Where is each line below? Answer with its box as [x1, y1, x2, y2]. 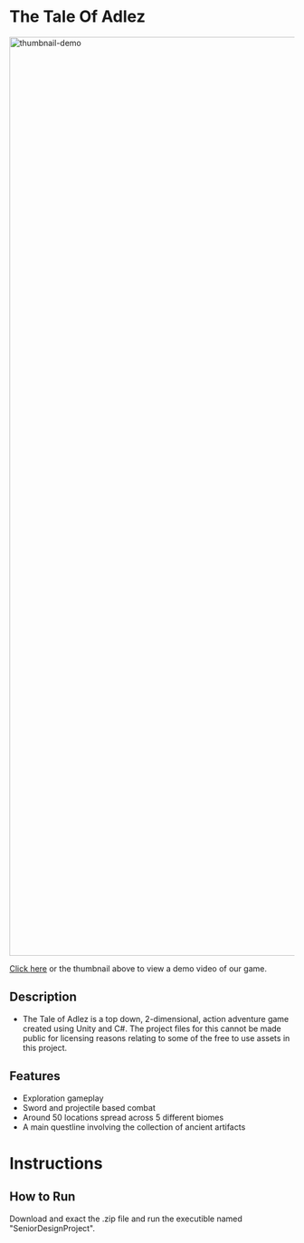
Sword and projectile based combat [22, 1102, 157, 1113]
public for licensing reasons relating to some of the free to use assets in [22, 1032, 290, 1043]
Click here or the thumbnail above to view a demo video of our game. [9, 962, 267, 974]
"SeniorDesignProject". [9, 1222, 96, 1233]
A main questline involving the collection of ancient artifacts [22, 1121, 246, 1133]
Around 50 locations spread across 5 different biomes [22, 1112, 224, 1123]
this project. [22, 1042, 68, 1053]
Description [9, 990, 77, 1005]
